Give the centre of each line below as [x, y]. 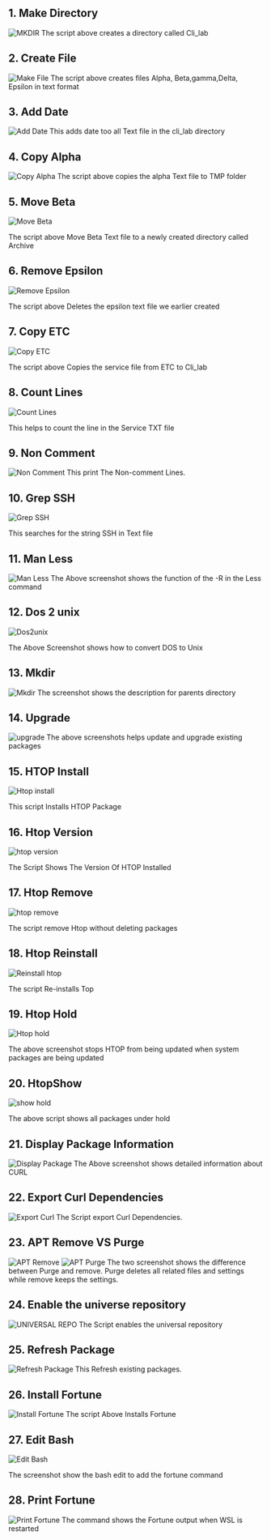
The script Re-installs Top [51, 988]
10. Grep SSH [42, 498]
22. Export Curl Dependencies [86, 1198]
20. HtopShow [45, 1084]
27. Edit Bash [41, 1440]
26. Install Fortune [55, 1395]
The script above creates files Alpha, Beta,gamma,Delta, [144, 78]
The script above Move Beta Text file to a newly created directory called [129, 237]
